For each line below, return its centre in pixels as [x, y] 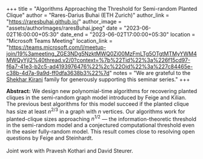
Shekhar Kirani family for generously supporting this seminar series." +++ [98, 79]
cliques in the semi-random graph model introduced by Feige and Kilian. [96, 97]
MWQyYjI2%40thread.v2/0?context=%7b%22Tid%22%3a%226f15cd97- [98, 60]
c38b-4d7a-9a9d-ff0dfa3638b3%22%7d [58, 73]
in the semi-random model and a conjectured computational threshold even [101, 125]
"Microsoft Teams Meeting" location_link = [60, 41]
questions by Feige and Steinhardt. [50, 138]
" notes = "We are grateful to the [150, 73]
